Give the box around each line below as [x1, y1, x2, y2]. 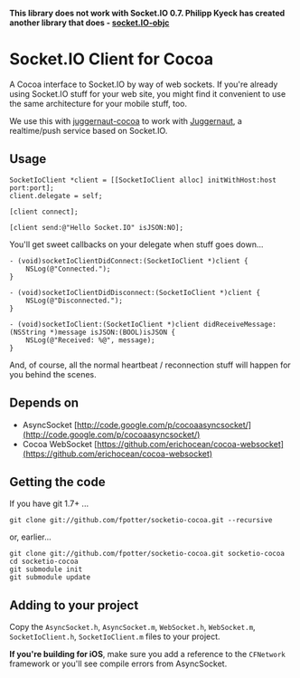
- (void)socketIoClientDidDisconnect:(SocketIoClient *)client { [9, 288, 260, 297]
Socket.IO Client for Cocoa [9, 49, 214, 70]
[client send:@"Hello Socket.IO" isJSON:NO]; [9, 223, 183, 232]
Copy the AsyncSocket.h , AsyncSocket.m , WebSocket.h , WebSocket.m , [9, 622, 256, 633]
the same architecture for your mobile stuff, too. [9, 98, 188, 109]
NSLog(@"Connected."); [25, 264, 111, 273]
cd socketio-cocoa [9, 557, 79, 567]
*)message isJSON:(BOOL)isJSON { [49, 328, 176, 337]
